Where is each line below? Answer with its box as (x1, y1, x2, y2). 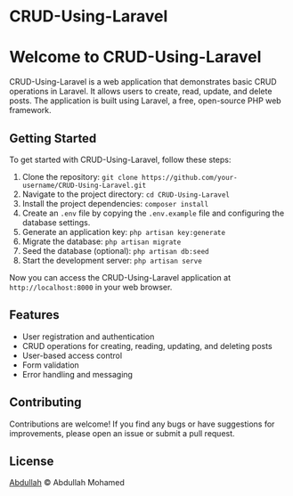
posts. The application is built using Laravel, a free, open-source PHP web (9, 95, 282, 106)
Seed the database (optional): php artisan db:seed (21, 245, 209, 256)
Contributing (9, 394, 82, 411)
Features (9, 307, 60, 322)
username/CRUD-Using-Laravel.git (21, 181, 147, 190)
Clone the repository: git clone (21, 171, 138, 182)
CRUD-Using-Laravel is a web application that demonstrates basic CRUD (9, 77, 278, 87)
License (9, 453, 54, 468)
